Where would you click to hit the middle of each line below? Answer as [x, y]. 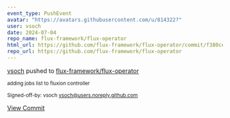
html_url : [21, 45]
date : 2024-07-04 [32, 32]
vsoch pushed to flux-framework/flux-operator [73, 71]
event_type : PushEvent [39, 13]
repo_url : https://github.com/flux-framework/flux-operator [95, 52]
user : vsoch [24, 26]
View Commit [26, 108]
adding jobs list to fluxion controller [49, 83]
